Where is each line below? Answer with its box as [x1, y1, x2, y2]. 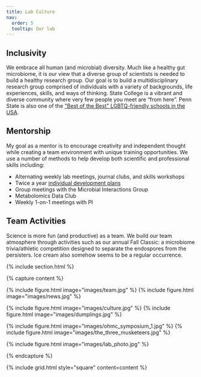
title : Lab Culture [6, 8, 55, 15]
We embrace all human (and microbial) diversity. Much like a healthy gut [6, 64, 185, 71]
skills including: [6, 161, 45, 169]
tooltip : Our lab [11, 25, 55, 32]
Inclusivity [6, 48, 47, 58]
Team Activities [6, 216, 66, 226]
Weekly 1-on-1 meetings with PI [14, 198, 93, 205]
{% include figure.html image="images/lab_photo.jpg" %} [6, 340, 149, 347]
